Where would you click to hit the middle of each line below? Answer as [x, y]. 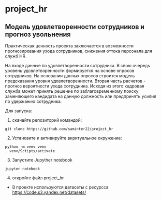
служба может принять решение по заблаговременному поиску [72, 91]
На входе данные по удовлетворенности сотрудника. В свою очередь [78, 65]
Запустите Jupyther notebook [42, 160]
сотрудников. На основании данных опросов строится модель [70, 76]
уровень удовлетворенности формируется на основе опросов [70, 71]
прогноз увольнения [38, 34]
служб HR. [16, 56]
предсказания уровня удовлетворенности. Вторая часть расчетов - [75, 81]
